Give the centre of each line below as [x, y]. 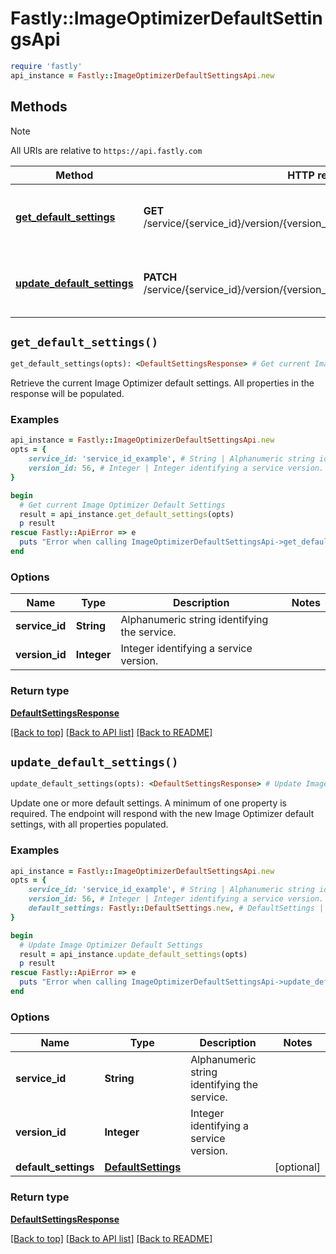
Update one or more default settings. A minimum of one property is [149, 803]
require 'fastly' [46, 66]
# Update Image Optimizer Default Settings [111, 945]
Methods [39, 107]
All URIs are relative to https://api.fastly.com [106, 150]
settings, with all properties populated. [89, 824]
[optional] [297, 1167]
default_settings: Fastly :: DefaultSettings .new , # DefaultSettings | [176, 908]
